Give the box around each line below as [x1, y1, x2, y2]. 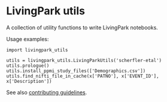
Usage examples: [6, 35, 49, 42]
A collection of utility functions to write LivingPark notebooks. [6, 24, 159, 31]
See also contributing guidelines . [6, 88, 87, 96]
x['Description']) [6, 78, 52, 84]
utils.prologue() [6, 63, 50, 69]
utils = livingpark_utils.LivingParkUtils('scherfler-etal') [6, 57, 162, 63]
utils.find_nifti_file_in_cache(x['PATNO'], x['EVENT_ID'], [6, 73, 160, 79]
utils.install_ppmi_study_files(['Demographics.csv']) [6, 67, 146, 74]
